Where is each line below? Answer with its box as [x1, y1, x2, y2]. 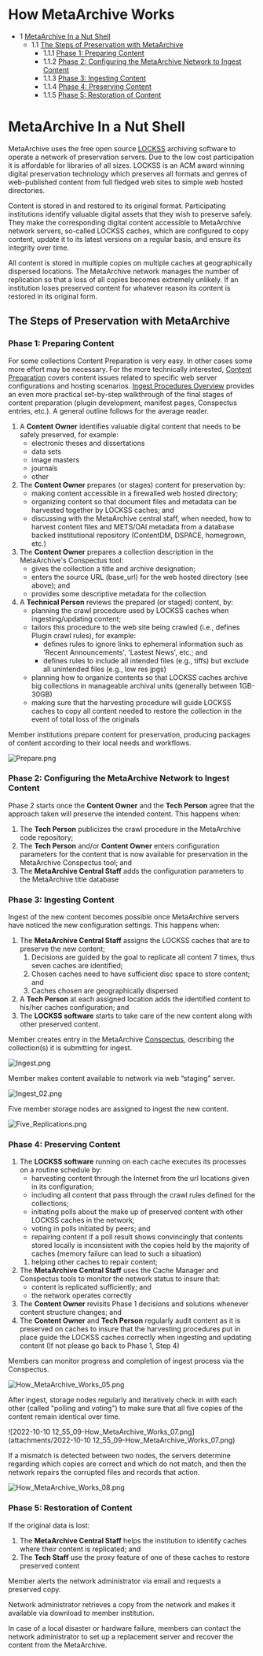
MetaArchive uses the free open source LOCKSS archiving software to [8, 143, 236, 153]
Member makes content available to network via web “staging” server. [8, 1074, 236, 1083]
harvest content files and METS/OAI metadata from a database [31, 522, 235, 531]
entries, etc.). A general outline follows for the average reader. [8, 406, 210, 415]
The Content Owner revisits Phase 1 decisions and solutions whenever [19, 1299, 249, 1309]
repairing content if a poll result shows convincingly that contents [31, 1232, 243, 1242]
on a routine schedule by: [19, 1165, 102, 1175]
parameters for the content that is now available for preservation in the [19, 849, 249, 859]
